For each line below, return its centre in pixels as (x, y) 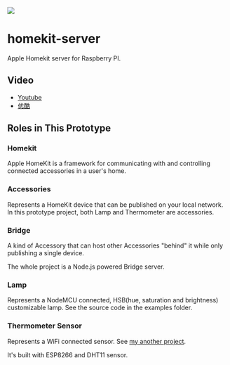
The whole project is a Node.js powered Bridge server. (86, 267)
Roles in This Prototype (59, 128)
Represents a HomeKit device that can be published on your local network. (115, 205)
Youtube (29, 97)
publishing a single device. (46, 253)
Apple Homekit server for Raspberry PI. (64, 58)
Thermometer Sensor (45, 326)
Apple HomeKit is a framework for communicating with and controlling (109, 164)
